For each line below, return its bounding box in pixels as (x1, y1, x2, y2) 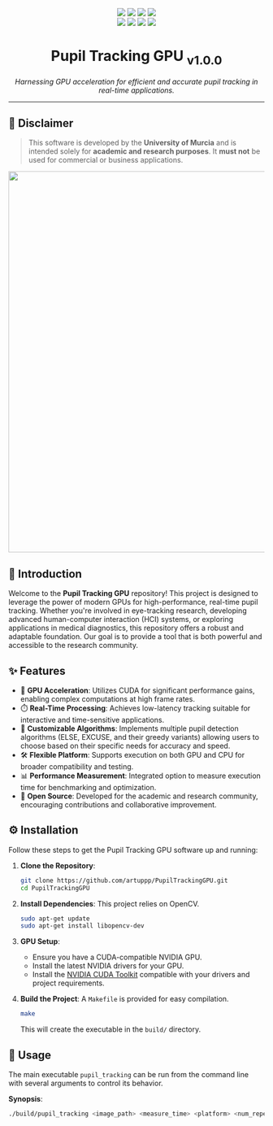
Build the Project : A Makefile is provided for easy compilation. (19, 994, 229, 1004)
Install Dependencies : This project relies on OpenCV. (19, 898, 200, 908)
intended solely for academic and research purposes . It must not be (28, 146, 261, 156)
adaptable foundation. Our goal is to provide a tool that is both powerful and (8, 632, 262, 641)
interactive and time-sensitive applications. (19, 715, 165, 724)
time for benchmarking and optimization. (19, 782, 157, 792)
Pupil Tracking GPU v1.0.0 (50, 47, 223, 68)
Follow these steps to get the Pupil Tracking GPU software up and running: (8, 845, 258, 854)
